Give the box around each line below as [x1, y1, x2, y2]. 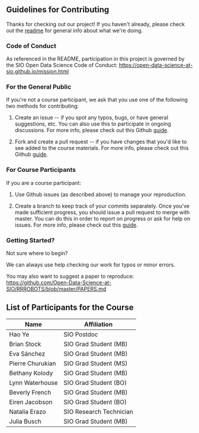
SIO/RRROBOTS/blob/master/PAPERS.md [6, 285, 107, 292]
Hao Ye [9, 330, 30, 338]
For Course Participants [6, 166, 76, 174]
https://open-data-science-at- [118, 62, 193, 69]
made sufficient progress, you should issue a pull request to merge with [14, 208, 190, 216]
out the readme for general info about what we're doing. [6, 27, 143, 34]
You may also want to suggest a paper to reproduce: [6, 273, 134, 280]
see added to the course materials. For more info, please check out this [14, 145, 189, 152]
